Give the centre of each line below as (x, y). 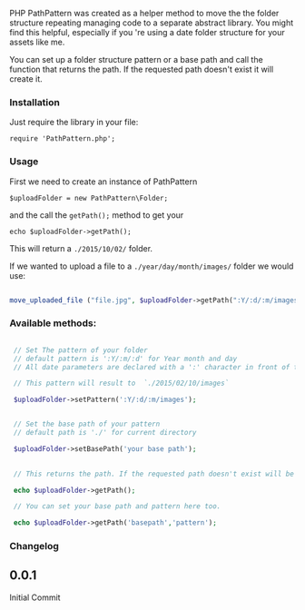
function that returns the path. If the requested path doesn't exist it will (142, 69)
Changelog (34, 546)
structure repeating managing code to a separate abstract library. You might (152, 23)
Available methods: (53, 323)
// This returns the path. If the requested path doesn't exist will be (154, 474)
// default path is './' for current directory (105, 433)
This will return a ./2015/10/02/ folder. (81, 248)
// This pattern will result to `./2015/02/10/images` (121, 384)
